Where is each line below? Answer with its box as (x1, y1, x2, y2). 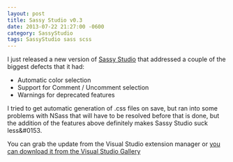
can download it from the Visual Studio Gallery (7, 147, 141, 156)
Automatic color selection (17, 76, 91, 84)
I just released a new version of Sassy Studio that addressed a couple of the (7, 55, 226, 63)
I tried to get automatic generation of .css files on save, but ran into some (7, 104, 218, 113)
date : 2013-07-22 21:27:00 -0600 (7, 23, 105, 30)
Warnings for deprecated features (17, 91, 115, 99)
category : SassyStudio (7, 29, 73, 37)
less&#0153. (7, 127, 43, 135)
